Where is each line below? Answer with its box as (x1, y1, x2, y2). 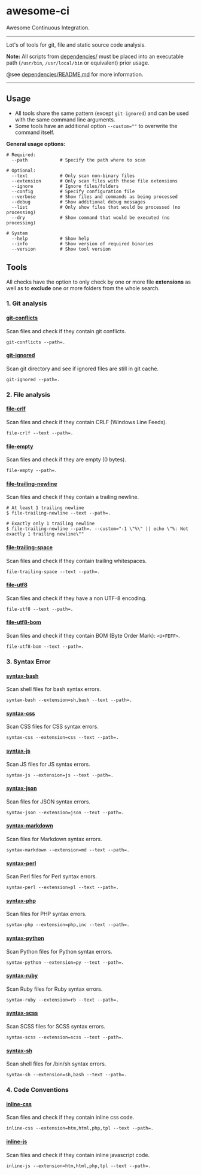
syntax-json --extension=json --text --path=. (6, 809, 124, 815)
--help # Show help (11, 235, 90, 242)
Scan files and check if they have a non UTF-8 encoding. (6, 594, 147, 602)
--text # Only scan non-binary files (11, 172, 135, 179)
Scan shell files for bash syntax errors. (6, 686, 102, 693)
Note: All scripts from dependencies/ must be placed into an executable (6, 53, 184, 60)
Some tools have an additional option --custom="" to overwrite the (14, 122, 178, 129)
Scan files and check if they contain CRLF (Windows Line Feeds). (6, 419, 167, 426)
